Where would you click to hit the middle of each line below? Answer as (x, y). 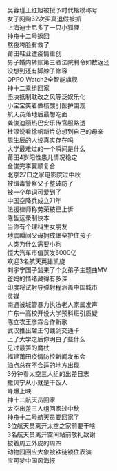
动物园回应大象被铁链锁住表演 (49, 452)
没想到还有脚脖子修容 (37, 71)
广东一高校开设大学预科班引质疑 (52, 313)
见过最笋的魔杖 (28, 348)
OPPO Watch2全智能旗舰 (42, 79)
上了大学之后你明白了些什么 (46, 339)
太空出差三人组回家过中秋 (43, 408)
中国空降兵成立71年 (34, 201)
